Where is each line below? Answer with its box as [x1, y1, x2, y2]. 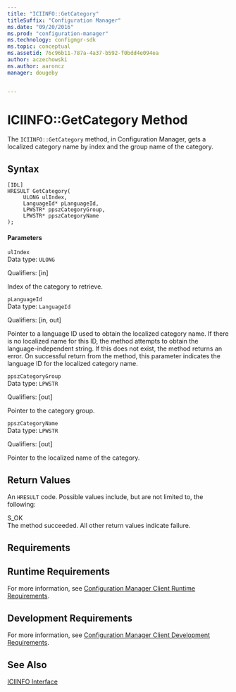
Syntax [7, 163, 39, 175]
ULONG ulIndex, [23, 194, 68, 201]
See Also [7, 659, 47, 671]
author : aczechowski [7, 56, 68, 63]
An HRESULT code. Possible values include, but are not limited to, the [7, 493, 204, 501]
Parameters [7, 233, 42, 241]
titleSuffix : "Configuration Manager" [7, 17, 121, 24]
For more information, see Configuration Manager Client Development [7, 631, 210, 639]
